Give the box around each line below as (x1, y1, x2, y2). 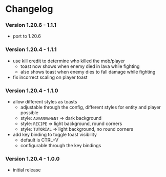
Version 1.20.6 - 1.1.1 (5, 22, 56, 29)
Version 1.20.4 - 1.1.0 (5, 87, 58, 94)
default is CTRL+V (20, 137, 59, 143)
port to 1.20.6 (12, 33, 41, 39)
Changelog (5, 3, 53, 15)
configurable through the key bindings (20, 143, 101, 149)
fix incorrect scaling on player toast (12, 74, 88, 80)
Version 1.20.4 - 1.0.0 (5, 155, 60, 162)
